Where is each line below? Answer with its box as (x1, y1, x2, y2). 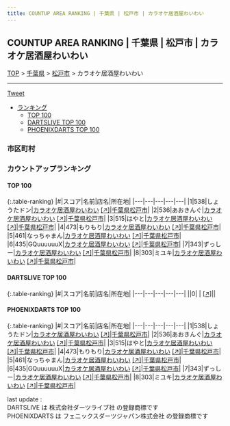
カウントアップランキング (7, 164, 91, 174)
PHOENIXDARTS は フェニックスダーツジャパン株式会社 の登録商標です (7, 412, 209, 420)
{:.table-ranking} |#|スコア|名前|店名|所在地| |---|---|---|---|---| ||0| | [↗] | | (7, 289, 216, 297)
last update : (7, 395, 42, 403)
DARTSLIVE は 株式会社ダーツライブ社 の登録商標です (7, 403, 159, 411)
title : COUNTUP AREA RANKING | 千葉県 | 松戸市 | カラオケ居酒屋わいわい (7, 10, 204, 17)
